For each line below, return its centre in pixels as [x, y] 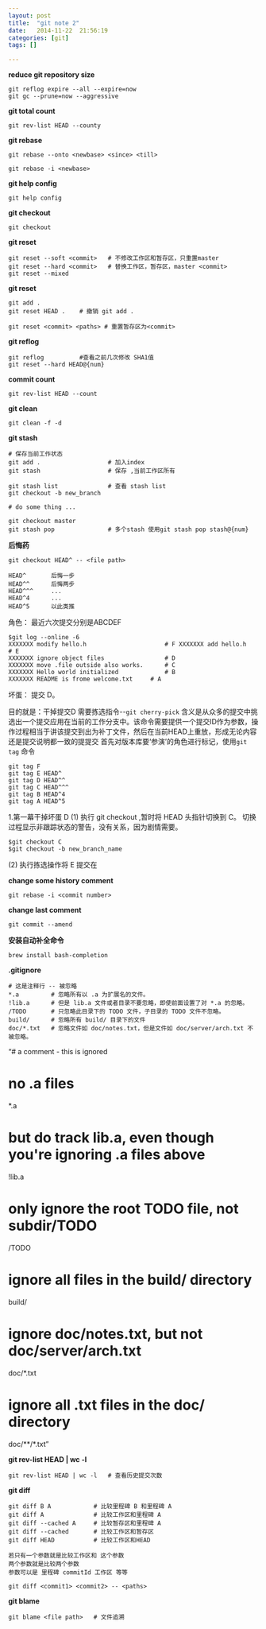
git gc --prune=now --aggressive [64, 96]
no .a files [41, 1084]
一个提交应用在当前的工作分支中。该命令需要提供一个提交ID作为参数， [137, 722]
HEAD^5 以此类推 [42, 607]
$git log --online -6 [44, 638]
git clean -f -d [35, 423]
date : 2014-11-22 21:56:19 [58, 30]
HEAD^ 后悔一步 [42, 576]
